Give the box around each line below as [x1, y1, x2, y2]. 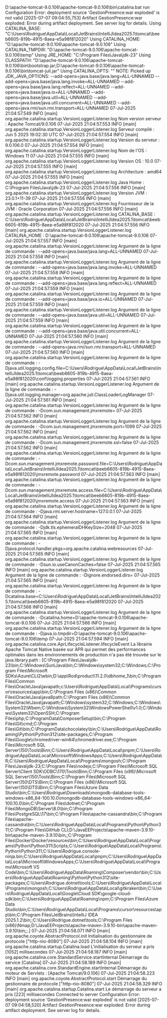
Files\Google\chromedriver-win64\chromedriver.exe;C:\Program [5, 737, 137, 742]
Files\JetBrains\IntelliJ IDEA [41, 912, 98, 918]
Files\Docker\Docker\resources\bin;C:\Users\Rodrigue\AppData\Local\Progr [5, 838, 161, 843]
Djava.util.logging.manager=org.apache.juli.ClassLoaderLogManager [5, 392, 147, 398]
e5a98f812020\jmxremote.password [5, 472, 80, 477]
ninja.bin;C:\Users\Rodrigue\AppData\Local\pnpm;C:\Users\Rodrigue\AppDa [5, 854, 162, 859]
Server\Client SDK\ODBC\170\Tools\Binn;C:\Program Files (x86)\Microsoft [5, 769, 157, 774]
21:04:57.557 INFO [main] [24, 238, 77, 244]
